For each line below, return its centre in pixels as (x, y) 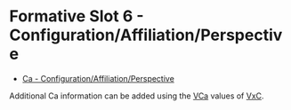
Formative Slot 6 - (77, 16)
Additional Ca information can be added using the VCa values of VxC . (137, 96)
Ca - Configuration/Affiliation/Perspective (98, 78)
